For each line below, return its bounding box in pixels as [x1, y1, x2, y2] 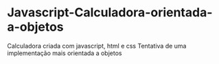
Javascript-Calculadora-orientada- [7, 5, 213, 20]
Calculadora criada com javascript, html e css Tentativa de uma [7, 42, 187, 50]
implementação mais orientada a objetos [7, 49, 122, 57]
